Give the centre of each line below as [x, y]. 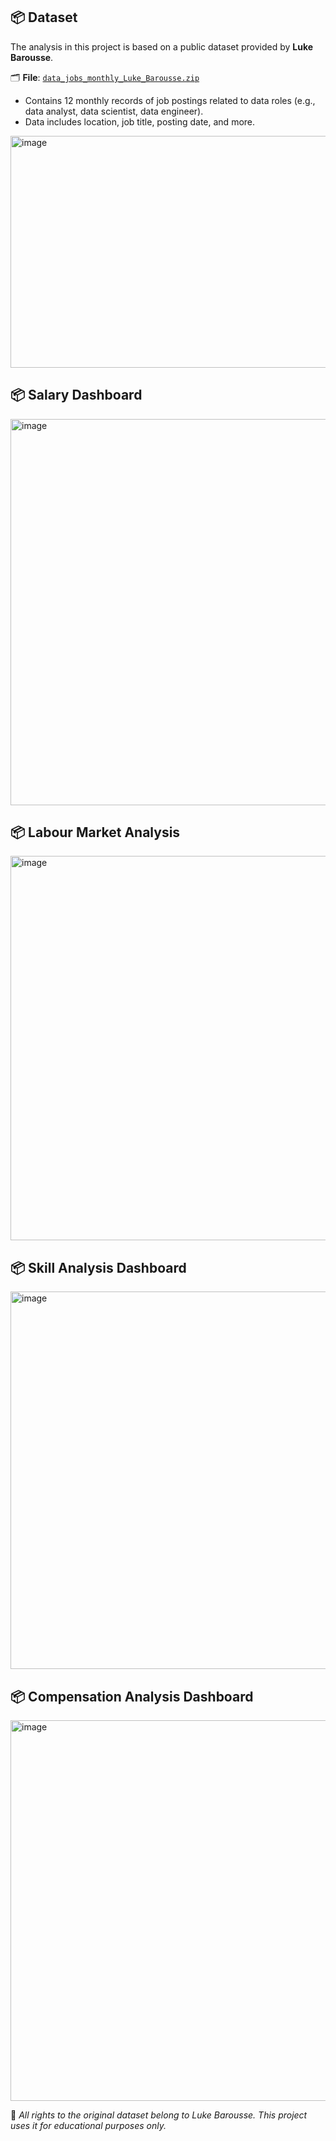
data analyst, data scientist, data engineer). [114, 111]
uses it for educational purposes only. [88, 2126]
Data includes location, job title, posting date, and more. [140, 121]
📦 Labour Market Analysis [95, 832]
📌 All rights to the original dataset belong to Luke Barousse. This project [159, 2115]
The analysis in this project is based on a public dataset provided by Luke [162, 46]
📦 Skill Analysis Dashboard [98, 1267]
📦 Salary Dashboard [76, 395]
